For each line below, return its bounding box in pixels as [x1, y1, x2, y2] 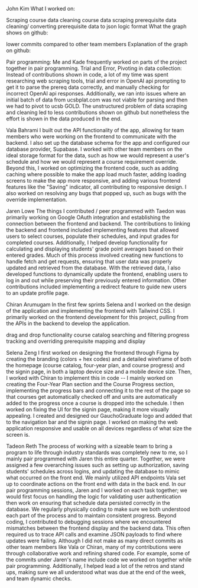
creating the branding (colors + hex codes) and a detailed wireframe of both [6, 355, 192, 363]
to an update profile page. [6, 290, 70, 296]
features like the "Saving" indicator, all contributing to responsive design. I [6, 183, 187, 190]
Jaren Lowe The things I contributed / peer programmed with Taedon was [6, 208, 186, 214]
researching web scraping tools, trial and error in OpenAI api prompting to [6, 77, 186, 84]
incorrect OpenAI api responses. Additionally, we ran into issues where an [6, 90, 186, 97]
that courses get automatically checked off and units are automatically [6, 393, 177, 400]
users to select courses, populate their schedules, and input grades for [6, 233, 179, 240]
